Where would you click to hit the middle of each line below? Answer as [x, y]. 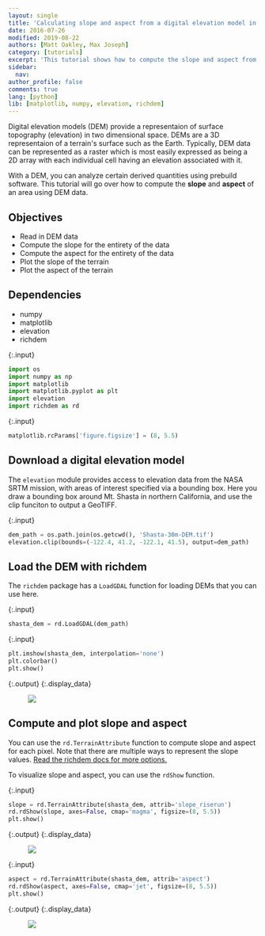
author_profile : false [45, 82]
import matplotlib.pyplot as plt [63, 392]
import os [25, 369]
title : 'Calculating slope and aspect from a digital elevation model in [132, 23]
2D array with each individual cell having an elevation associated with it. [125, 160]
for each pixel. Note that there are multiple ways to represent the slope [123, 751]
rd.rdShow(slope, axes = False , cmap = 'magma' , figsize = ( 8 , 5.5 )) [115, 812]
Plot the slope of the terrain [64, 262]
